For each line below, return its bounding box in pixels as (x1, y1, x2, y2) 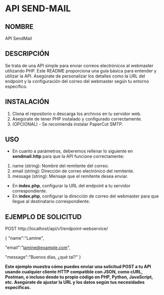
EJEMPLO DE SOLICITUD (5, 213, 82, 221)
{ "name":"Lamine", (5, 235, 44, 241)
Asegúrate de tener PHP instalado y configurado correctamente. (12, 116, 142, 122)
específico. (5, 83, 28, 89)
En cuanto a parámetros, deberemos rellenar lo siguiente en (12, 148, 133, 154)
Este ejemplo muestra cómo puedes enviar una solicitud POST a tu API (5, 264, 151, 270)
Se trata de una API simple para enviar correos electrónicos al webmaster (5, 62, 154, 69)
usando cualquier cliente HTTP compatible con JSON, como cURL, (5, 269, 143, 275)
